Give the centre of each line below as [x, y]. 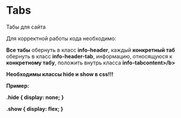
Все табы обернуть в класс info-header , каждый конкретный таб [90, 50]
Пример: [18, 86]
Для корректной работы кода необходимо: [61, 38]
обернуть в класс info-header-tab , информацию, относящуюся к [89, 56]
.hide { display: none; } [35, 97]
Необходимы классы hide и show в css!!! [60, 74]
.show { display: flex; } [35, 108]
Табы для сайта [26, 27]
